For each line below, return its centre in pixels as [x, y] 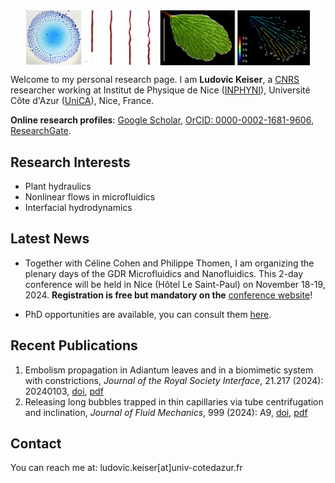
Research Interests [70, 162]
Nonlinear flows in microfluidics [90, 196]
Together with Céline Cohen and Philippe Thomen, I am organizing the [169, 263]
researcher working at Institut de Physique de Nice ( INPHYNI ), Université [160, 90]
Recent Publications [74, 345]
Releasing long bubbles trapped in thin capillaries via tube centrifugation [174, 401]
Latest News [50, 239]
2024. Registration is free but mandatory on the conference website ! [168, 295]
